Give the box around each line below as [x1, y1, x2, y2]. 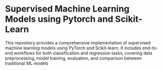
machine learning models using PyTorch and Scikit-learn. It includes [5, 45, 142, 51]
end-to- [142, 45, 158, 51]
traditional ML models [5, 60, 49, 66]
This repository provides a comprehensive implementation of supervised [5, 40, 151, 45]
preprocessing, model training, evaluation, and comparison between [5, 55, 142, 61]
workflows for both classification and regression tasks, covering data [14, 50, 152, 56]
